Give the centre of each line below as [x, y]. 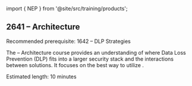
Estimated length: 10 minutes [41, 77]
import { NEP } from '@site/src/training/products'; [67, 9]
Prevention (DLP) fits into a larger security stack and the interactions [90, 59]
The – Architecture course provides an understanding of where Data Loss [96, 52]
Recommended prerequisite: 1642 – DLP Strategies [68, 41]
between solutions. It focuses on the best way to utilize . [75, 65]
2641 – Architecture [43, 27]
